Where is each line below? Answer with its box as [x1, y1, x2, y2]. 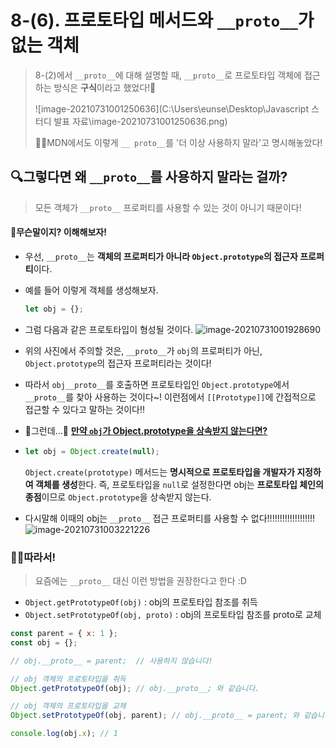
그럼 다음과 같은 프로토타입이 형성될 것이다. [24, 323, 194, 335]
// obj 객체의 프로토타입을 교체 [10, 701, 127, 711]
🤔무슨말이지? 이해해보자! [10, 226, 107, 238]
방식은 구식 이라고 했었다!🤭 [53, 81, 157, 93]
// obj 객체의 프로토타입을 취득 [10, 674, 127, 684]
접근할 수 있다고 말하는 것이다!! [24, 403, 146, 415]
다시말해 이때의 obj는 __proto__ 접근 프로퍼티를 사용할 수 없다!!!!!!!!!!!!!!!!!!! [24, 512, 316, 524]
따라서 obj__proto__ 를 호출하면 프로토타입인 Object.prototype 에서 [24, 378, 290, 390]
